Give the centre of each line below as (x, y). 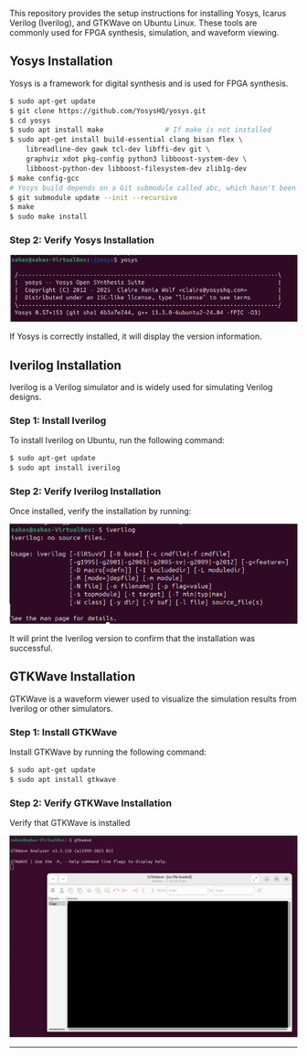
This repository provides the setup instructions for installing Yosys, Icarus (148, 13)
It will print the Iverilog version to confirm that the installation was (132, 638)
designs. (26, 397)
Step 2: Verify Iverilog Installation (85, 491)
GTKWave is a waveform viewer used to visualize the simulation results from (153, 699)
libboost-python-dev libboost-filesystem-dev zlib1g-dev (137, 168)
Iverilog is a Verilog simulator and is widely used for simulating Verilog (141, 387)
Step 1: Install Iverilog (58, 420)
